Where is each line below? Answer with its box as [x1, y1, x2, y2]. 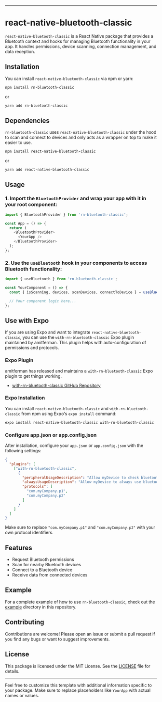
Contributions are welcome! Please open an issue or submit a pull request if [5, 631, 155, 637]
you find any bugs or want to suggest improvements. [5, 636, 110, 642]
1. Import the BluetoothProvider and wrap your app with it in [5, 195, 147, 202]
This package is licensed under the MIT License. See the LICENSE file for [5, 663, 150, 669]
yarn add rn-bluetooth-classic [5, 103, 68, 108]
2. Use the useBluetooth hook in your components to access [5, 259, 148, 266]
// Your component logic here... [9, 299, 77, 303]
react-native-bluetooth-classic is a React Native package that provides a [5, 33, 153, 39]
